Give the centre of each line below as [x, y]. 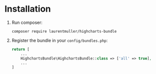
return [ [20, 49]
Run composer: [27, 22]
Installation [28, 9]
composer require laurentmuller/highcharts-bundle [64, 31]
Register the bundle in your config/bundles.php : [60, 40]
